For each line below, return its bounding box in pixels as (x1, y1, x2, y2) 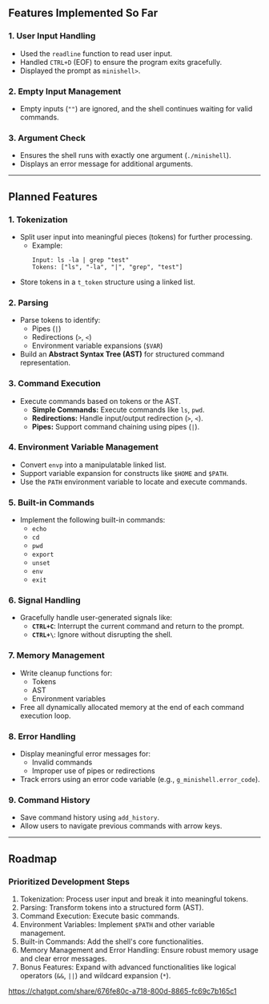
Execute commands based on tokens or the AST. (19, 396, 182, 405)
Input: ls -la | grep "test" (31, 256, 130, 264)
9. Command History (8, 794, 90, 805)
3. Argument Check (8, 132, 86, 143)
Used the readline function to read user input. (19, 48, 173, 58)
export (31, 550, 54, 559)
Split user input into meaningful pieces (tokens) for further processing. (19, 232, 253, 241)
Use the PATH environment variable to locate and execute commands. (19, 477, 247, 486)
